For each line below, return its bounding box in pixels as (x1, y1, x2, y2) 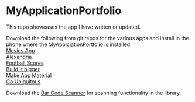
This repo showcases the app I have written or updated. (6, 23, 141, 30)
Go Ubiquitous (6, 78, 41, 85)
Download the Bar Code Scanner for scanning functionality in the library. (6, 89, 182, 96)
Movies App (6, 47, 35, 54)
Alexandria (6, 53, 32, 60)
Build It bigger (6, 65, 40, 72)
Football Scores (6, 59, 44, 66)
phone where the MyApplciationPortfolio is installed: (6, 41, 132, 48)
